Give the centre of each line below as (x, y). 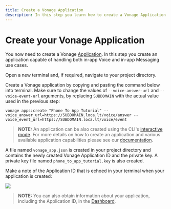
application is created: (29, 176)
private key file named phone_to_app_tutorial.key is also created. (75, 161)
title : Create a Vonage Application (44, 10)
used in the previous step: (33, 101)
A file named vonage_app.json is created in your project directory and (78, 150)
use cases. (17, 65)
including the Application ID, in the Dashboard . (67, 201)
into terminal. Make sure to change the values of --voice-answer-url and (82, 91)
